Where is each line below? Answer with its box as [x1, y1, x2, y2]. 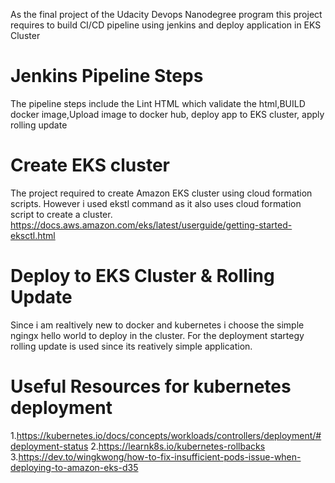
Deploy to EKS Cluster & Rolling [10, 265, 275, 288]
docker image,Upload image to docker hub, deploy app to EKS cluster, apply [10, 108, 325, 120]
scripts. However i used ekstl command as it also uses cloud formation [10, 197, 302, 209]
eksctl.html [10, 229, 56, 241]
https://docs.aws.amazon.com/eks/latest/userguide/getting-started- [10, 219, 293, 231]
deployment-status [10, 440, 89, 452]
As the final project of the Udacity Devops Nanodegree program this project [10, 9, 323, 20]
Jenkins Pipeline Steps [10, 65, 204, 88]
